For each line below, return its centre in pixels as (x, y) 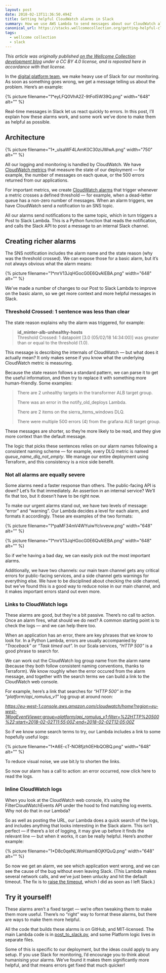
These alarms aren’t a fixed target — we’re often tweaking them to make (79, 909)
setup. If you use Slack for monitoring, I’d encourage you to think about (77, 955)
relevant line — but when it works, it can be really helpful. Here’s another (79, 836)
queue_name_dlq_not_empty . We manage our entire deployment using (77, 456)
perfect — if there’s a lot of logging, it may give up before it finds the (75, 831)
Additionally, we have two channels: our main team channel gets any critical (82, 570)
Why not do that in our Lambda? (38, 811)
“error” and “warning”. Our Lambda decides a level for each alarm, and (77, 511)
